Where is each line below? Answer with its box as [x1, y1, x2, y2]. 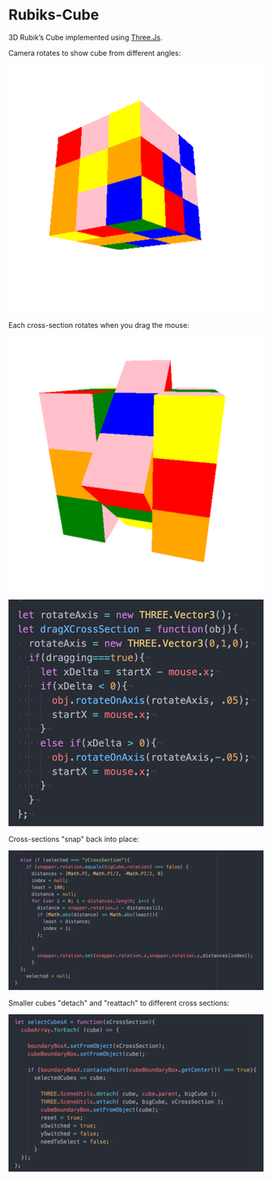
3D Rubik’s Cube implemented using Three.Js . [8, 32, 164, 42]
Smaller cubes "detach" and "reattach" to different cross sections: [8, 998, 230, 1008]
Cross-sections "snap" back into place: [8, 834, 139, 843]
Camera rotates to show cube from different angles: [8, 48, 181, 57]
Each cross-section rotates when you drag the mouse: [8, 320, 190, 329]
